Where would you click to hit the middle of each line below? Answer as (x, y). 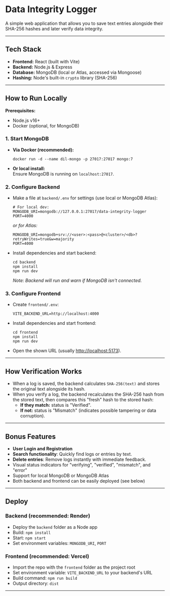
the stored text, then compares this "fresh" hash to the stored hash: (83, 400)
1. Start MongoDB (27, 139)
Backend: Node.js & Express (42, 67)
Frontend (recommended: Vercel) (47, 556)
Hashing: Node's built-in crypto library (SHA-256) (65, 77)
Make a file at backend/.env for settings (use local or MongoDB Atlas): (85, 198)
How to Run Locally (36, 98)
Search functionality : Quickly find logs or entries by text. (72, 454)
